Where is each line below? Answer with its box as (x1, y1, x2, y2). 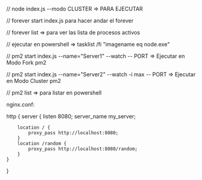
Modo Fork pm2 (6, 59, 47, 66)
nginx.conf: (6, 101, 35, 108)
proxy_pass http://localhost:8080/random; (28, 146, 138, 152)
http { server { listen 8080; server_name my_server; (6, 113, 136, 120)
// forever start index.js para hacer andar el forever (6, 17, 134, 24)
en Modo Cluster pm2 (6, 77, 61, 84)
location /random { (17, 140, 67, 146)
